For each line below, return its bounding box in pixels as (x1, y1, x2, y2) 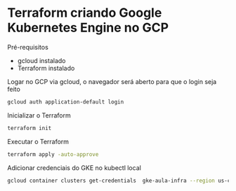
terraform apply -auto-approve (7, 150, 99, 158)
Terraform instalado (17, 64, 75, 72)
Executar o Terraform (7, 137, 69, 146)
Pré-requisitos (7, 43, 49, 51)
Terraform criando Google (7, 5, 162, 21)
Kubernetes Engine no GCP (7, 20, 169, 36)
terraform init (7, 125, 52, 132)
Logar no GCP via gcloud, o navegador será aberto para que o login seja (7, 77, 217, 85)
